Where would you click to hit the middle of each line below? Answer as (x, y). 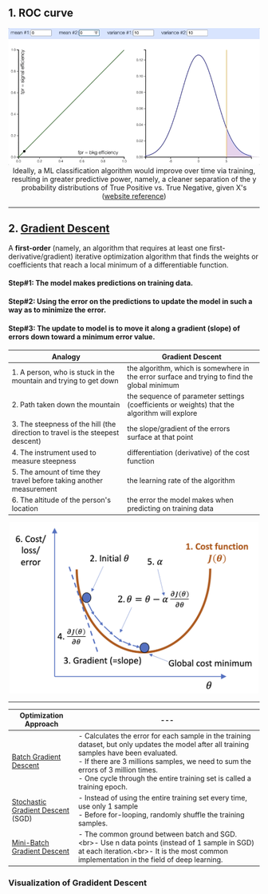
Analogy (66, 356)
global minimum (153, 385)
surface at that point (160, 437)
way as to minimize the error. (57, 310)
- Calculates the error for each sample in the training (165, 736)
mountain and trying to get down (65, 381)
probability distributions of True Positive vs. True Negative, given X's (134, 188)
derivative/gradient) (41, 256)
